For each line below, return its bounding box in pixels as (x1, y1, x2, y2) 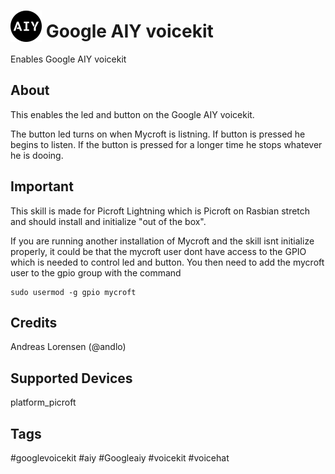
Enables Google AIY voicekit (10, 53, 127, 65)
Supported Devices (10, 370, 133, 387)
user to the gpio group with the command (10, 266, 182, 279)
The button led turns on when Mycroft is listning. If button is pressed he (10, 128, 306, 140)
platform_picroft (10, 396, 77, 409)
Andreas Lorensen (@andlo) (10, 341, 127, 353)
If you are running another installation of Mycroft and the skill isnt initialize (10, 235, 315, 247)
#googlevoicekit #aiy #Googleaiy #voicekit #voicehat (10, 452, 230, 464)
